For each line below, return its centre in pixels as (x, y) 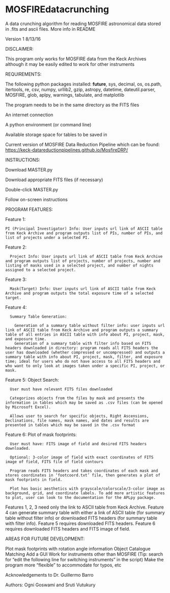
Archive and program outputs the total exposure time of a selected (79, 293)
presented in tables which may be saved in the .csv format (70, 425)
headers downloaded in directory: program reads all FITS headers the (82, 348)
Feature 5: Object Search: (32, 380)
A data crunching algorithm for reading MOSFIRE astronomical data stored (83, 24)
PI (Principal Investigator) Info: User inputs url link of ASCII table (84, 229)
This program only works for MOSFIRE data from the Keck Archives (76, 59)
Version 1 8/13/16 (23, 39)
